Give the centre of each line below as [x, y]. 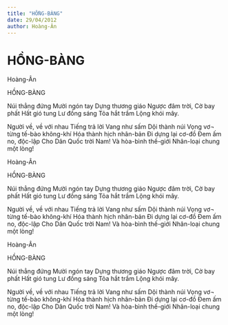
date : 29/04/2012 [32, 20]
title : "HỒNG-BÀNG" [35, 13]
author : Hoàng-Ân [32, 26]
